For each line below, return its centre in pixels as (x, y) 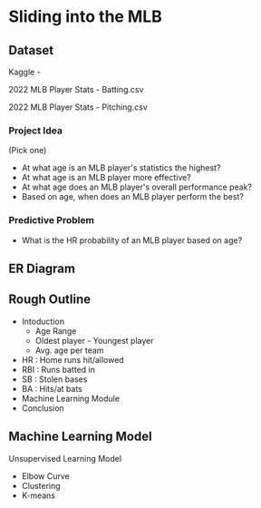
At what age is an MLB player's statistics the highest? (121, 168)
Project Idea (35, 131)
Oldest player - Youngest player (94, 340)
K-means (39, 495)
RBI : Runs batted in (58, 369)
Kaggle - (25, 72)
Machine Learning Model (80, 437)
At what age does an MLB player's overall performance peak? (137, 187)
